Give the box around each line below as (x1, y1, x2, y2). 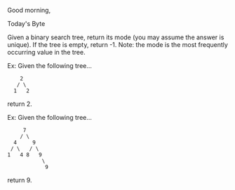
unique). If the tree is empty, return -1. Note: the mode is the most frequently (7, 41, 228, 48)
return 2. (7, 100, 33, 108)
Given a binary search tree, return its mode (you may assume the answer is (7, 33, 224, 41)
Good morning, (7, 6, 51, 14)
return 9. (7, 176, 33, 184)
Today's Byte (7, 20, 46, 27)
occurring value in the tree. (7, 48, 86, 56)
